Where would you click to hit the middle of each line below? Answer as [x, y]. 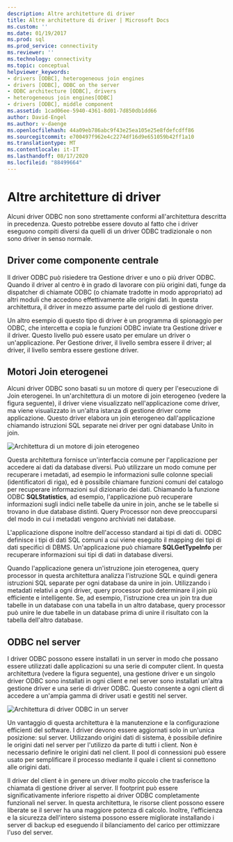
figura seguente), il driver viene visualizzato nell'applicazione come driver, [114, 403]
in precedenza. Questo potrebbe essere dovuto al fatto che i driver [103, 224]
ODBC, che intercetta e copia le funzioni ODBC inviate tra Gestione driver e [115, 327]
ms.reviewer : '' [31, 53]
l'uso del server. [30, 832]
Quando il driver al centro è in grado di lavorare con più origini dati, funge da [116, 284]
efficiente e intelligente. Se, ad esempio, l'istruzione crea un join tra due [110, 598]
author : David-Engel [37, 117]
